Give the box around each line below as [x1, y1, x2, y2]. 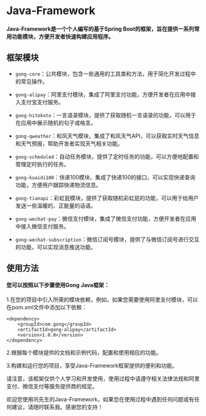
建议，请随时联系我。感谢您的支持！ [11, 403, 103, 411]
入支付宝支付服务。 [15, 98, 64, 106]
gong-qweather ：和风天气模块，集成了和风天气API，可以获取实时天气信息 [15, 132, 200, 139]
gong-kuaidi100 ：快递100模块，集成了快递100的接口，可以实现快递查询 [15, 173, 196, 181]
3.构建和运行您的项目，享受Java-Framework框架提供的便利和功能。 [6, 362, 178, 369]
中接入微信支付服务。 [15, 222, 69, 230]
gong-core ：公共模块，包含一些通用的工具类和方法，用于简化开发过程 [15, 70, 191, 77]
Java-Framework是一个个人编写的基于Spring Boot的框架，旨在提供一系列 [6, 25, 194, 33]
